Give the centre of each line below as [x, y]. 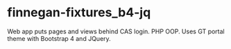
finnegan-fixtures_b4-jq [79, 13]
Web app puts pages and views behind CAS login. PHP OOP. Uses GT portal [116, 31]
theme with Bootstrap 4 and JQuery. [59, 38]
